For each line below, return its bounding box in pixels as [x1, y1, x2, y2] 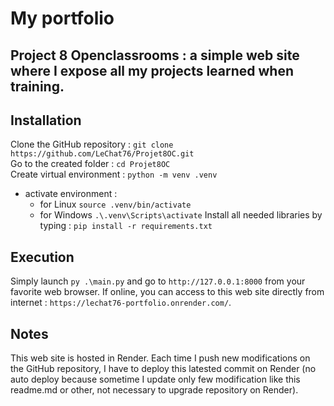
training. [10, 78, 65, 95]
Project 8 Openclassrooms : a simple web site [10, 47, 300, 64]
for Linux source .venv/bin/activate [39, 198, 192, 211]
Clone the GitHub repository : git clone [10, 138, 174, 151]
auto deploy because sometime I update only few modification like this [10, 373, 301, 386]
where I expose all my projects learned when [10, 62, 295, 79]
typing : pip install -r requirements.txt [39, 220, 213, 232]
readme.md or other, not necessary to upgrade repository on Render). [10, 384, 299, 396]
